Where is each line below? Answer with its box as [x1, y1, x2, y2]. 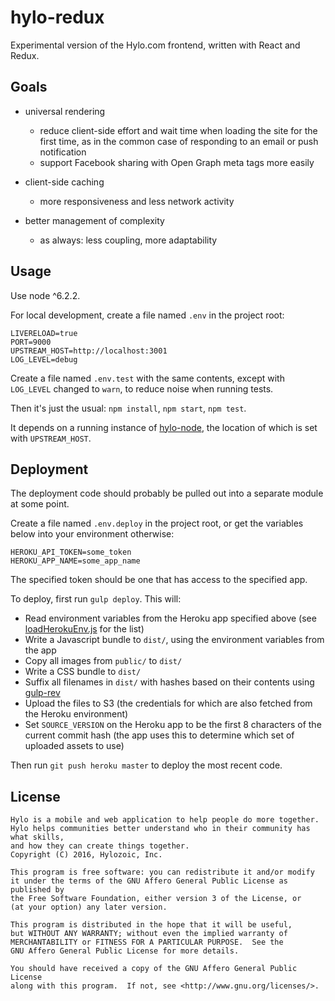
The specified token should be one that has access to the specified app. [10, 574, 308, 586]
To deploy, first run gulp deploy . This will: [10, 593, 182, 605]
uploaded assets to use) [24, 740, 125, 752]
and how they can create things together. [10, 841, 190, 851]
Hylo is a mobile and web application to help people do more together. [10, 815, 320, 825]
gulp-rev [24, 687, 61, 699]
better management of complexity [24, 214, 165, 226]
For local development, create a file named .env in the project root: [10, 309, 285, 321]
